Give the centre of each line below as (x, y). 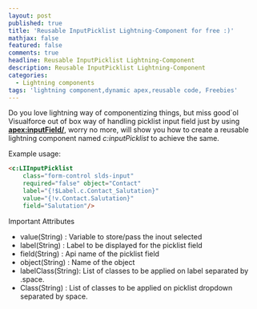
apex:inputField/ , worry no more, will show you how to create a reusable (129, 130)
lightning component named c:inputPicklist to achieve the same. (114, 138)
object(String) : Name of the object (77, 262)
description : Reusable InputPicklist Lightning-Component (107, 68)
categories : (28, 75)
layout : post (30, 16)
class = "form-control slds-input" (78, 176)
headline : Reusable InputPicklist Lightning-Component (102, 61)
